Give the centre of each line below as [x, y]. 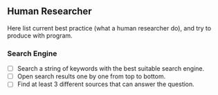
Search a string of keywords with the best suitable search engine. [111, 69]
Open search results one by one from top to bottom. [91, 76]
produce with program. [40, 35]
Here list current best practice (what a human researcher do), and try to [109, 28]
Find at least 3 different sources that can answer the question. [106, 84]
